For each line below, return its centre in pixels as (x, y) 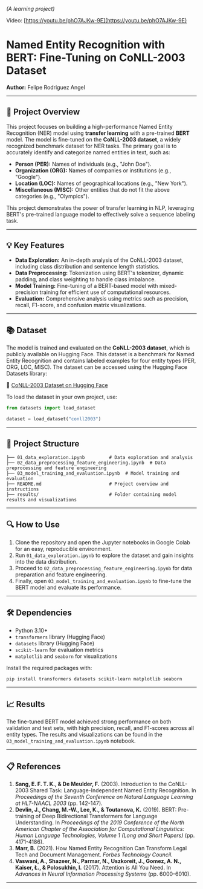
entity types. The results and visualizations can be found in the (85, 735)
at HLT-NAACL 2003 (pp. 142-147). (59, 803)
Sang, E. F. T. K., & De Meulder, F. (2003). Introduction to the (91, 784)
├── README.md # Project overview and (88, 484)
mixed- (168, 285)
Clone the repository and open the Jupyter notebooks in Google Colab (102, 542)
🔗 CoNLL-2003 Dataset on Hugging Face (57, 385)
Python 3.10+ (31, 630)
